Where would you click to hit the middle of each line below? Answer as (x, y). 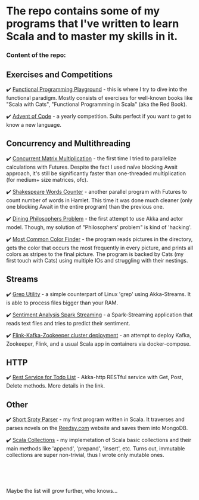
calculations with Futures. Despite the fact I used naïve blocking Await (92, 167)
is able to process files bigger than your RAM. (62, 303)
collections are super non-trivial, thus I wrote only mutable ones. (85, 455)
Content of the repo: (36, 55)
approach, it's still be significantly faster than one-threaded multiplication (96, 173)
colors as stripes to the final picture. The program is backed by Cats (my (95, 254)
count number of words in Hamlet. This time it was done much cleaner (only (99, 200)
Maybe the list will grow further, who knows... (62, 491)
